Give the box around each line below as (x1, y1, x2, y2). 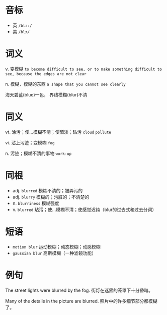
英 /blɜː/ (12, 22, 32, 28)
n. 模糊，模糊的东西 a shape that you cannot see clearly (5, 81, 126, 87)
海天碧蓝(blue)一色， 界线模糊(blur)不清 (5, 91, 88, 97)
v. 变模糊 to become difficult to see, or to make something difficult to (5, 66, 162, 72)
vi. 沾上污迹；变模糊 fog (5, 139, 55, 145)
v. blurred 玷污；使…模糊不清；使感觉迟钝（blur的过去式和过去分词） (12, 206, 157, 213)
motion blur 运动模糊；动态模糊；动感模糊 (12, 243, 101, 250)
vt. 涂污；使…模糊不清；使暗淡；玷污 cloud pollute (5, 129, 112, 135)
